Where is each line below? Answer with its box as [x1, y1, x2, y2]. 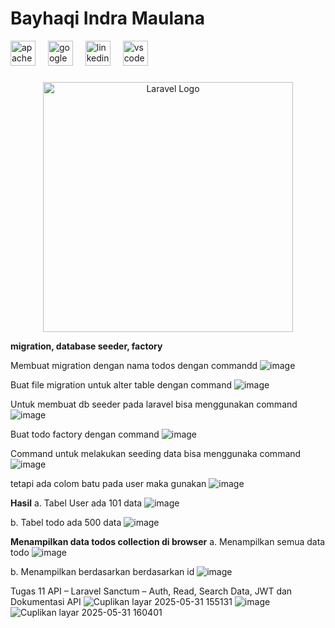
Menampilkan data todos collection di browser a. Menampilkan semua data [10, 535, 326, 547]
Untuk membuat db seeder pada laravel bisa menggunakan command [10, 398, 298, 410]
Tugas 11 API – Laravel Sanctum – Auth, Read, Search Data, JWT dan [10, 585, 293, 597]
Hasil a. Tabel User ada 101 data [10, 497, 143, 509]
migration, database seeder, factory [10, 340, 163, 352]
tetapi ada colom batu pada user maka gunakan [10, 477, 207, 489]
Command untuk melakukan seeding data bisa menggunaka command [10, 447, 302, 459]
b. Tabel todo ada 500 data [10, 516, 122, 528]
